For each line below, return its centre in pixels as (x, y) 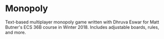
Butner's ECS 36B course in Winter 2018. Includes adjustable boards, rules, (82, 27)
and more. (16, 32)
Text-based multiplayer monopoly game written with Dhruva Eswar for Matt (82, 22)
